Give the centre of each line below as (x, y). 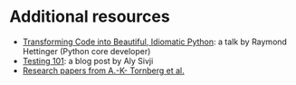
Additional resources (90, 17)
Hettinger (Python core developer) (86, 51)
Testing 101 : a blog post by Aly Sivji (88, 61)
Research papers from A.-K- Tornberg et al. (104, 71)
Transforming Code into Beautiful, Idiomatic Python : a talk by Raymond (155, 42)
